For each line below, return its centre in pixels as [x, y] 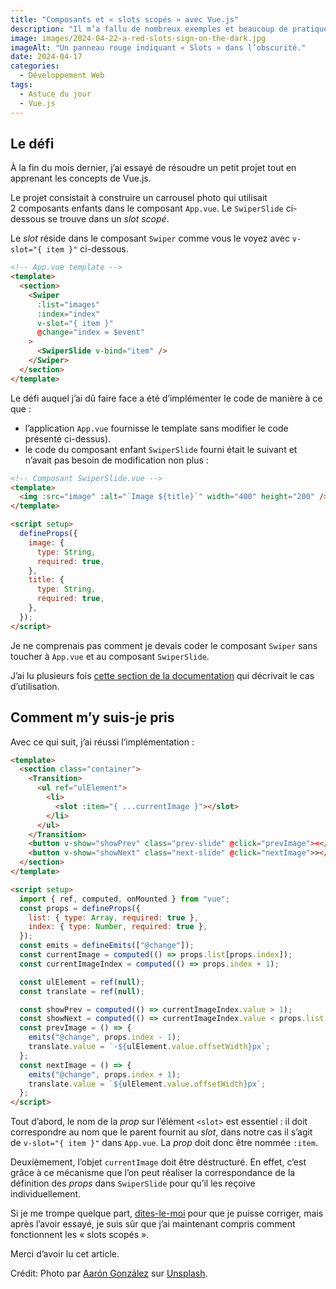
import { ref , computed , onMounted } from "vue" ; [124, 899]
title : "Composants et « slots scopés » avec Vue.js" [125, 19]
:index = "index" [68, 314]
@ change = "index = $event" [90, 332]
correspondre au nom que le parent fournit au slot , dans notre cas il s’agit [161, 1132]
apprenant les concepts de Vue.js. [81, 178]
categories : [35, 66]
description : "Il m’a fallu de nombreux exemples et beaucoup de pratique [169, 29]
